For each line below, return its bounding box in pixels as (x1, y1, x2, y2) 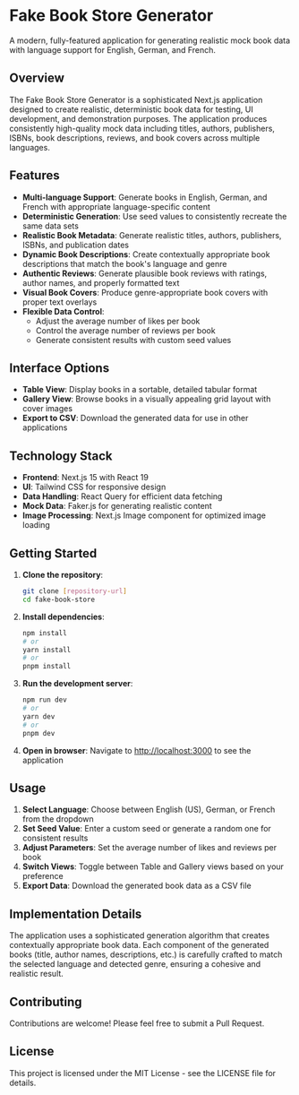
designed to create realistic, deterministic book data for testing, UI (9, 104, 253, 115)
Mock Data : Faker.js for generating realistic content (21, 501, 212, 512)
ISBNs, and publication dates (21, 239, 130, 250)
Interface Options (9, 360, 110, 375)
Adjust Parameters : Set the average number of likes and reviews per (21, 842, 278, 853)
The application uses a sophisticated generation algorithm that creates (9, 930, 270, 941)
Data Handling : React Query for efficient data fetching (21, 491, 223, 502)
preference (21, 871, 64, 882)
